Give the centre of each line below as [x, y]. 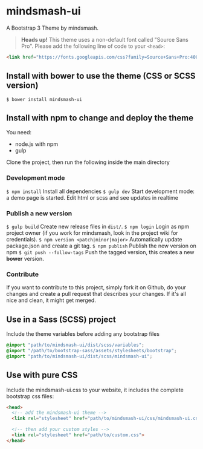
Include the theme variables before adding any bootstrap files [83, 334]
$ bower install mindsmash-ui [44, 99]
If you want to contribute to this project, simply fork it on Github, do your [96, 287]
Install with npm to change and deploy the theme [100, 118]
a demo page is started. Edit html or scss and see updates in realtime [92, 197]
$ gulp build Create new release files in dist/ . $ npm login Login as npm [98, 227]
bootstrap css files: [30, 396]
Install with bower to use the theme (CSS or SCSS [101, 76]
